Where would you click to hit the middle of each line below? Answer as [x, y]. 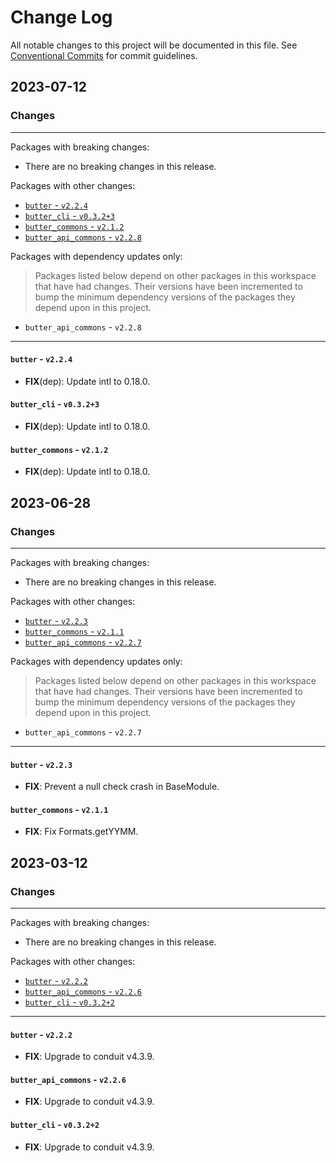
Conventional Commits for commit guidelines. [104, 55]
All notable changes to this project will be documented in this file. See [154, 45]
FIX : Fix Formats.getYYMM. [81, 832]
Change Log [61, 17]
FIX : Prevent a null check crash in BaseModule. [122, 787]
